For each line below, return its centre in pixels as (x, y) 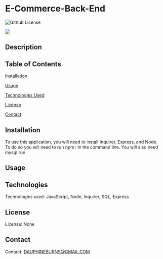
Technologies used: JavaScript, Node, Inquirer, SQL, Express (67, 197)
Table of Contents (33, 64)
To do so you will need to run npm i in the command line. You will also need (81, 147)
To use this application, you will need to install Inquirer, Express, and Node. (81, 142)
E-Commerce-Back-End (55, 9)
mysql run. (16, 152)
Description (23, 47)
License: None (20, 224)
